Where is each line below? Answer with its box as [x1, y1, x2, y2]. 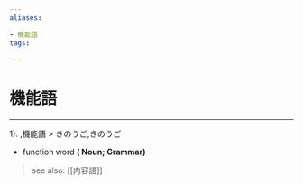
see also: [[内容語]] [31, 165, 103, 176]
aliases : [9, 13, 42, 23]
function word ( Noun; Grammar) [22, 146, 146, 158]
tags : [9, 38, 30, 48]
